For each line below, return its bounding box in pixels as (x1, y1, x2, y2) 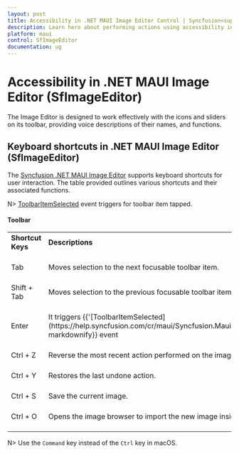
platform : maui (7, 30, 53, 38)
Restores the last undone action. (48, 370, 156, 380)
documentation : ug (7, 43, 62, 50)
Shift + (11, 282, 33, 292)
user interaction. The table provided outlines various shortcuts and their (7, 178, 218, 187)
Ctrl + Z (11, 350, 37, 360)
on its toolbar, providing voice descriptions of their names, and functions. (7, 120, 222, 129)
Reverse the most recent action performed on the (48, 350, 213, 360)
